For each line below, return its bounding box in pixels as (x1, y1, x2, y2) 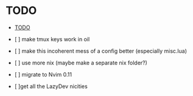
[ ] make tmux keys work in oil (14, 35, 90, 43)
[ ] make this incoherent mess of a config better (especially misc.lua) (14, 47, 187, 55)
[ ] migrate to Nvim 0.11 (14, 70, 72, 78)
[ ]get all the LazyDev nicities (14, 83, 88, 90)
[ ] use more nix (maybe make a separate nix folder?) (14, 59, 147, 66)
